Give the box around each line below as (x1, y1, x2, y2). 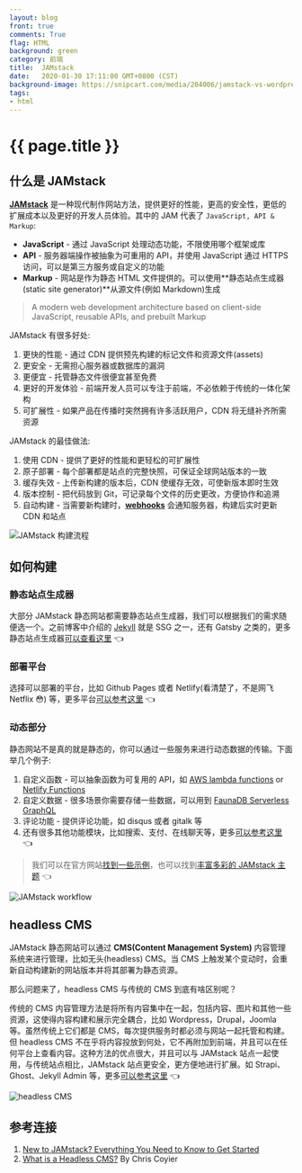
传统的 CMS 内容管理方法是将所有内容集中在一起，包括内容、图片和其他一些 (9, 1003, 292, 1014)
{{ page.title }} (9, 136, 120, 156)
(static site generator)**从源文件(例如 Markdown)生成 (22, 284, 221, 295)
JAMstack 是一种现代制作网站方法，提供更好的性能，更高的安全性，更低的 (9, 199, 287, 210)
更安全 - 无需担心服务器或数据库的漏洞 (22, 361, 165, 372)
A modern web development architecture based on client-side (31, 302, 262, 313)
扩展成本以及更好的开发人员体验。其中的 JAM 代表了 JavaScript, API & (9, 210, 275, 221)
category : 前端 (9, 55, 64, 64)
